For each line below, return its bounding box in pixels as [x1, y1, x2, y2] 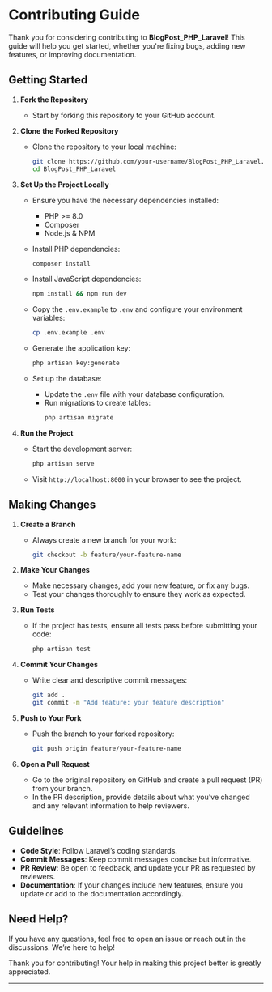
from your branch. [32, 783, 93, 793]
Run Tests [19, 605, 55, 615]
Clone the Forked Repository [19, 126, 119, 135]
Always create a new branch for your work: [32, 534, 176, 544]
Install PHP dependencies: [32, 244, 121, 253]
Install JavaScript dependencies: [32, 274, 142, 284]
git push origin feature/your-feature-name [32, 745, 182, 753]
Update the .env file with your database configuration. [44, 390, 225, 398]
